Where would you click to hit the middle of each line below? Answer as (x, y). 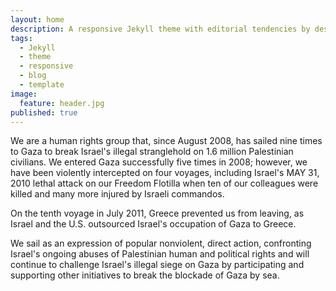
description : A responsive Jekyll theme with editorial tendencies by (160, 29)
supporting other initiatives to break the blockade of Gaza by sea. (145, 275)
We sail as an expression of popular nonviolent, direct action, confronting (161, 243)
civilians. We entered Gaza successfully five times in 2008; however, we (159, 162)
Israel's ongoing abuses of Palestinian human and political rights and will (160, 254)
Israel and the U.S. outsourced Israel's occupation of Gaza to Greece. (153, 224)
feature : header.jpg (62, 103)
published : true (44, 112)
